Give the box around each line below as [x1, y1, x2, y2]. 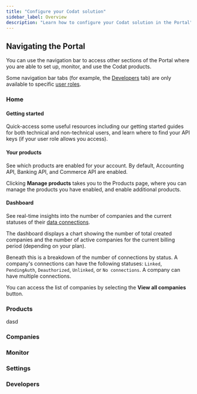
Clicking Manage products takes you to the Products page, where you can [6, 180, 186, 187]
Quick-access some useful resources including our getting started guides [6, 123, 184, 130]
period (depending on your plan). [6, 242, 86, 250]
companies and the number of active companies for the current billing [6, 236, 175, 243]
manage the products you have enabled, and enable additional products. [6, 186, 182, 193]
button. [6, 290, 23, 297]
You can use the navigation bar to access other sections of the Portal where [6, 57, 189, 64]
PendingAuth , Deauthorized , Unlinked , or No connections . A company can [6, 266, 181, 273]
